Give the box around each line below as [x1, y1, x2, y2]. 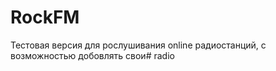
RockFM [10, 6, 80, 29]
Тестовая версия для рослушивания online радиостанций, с [10, 39, 267, 51]
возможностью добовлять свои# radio [10, 49, 175, 61]
